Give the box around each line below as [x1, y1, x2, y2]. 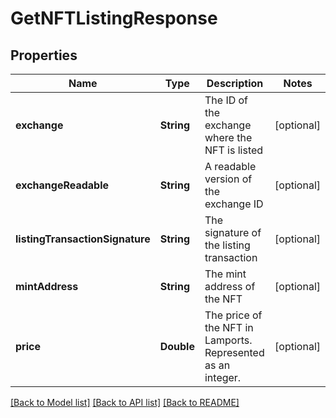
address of [204, 280, 256, 293]
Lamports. [204, 333, 253, 347]
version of [204, 172, 253, 186]
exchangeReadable [15, 178, 110, 192]
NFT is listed [204, 143, 264, 157]
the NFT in [204, 321, 254, 334]
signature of [204, 226, 262, 239]
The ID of [204, 93, 249, 107]
